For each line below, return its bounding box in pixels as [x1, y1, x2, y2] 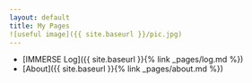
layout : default [9, 12, 70, 22]
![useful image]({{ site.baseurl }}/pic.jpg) [9, 29, 182, 38]
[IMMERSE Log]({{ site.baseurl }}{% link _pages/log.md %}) [22, 54, 244, 65]
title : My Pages [9, 21, 70, 30]
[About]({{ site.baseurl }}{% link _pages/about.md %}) [22, 63, 224, 74]
